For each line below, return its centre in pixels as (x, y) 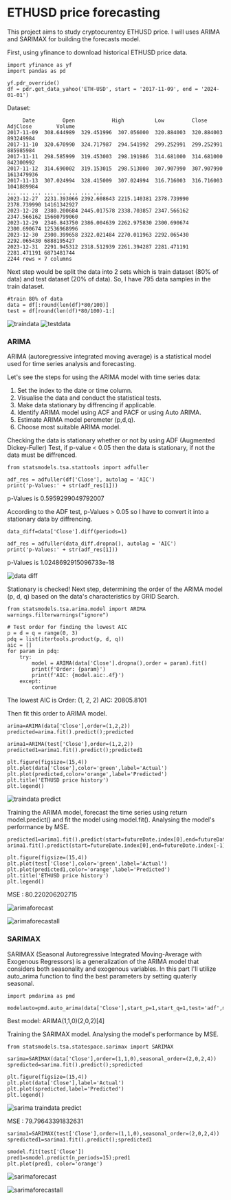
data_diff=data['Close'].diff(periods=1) (67, 532)
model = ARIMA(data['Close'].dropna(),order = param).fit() (120, 663)
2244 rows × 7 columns (40, 259)
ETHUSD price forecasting (84, 13)
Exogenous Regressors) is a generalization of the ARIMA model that (103, 961)
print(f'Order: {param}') (69, 669)
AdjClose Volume (41, 126)
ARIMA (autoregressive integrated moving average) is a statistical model (109, 356)
